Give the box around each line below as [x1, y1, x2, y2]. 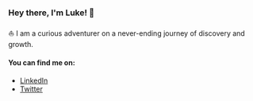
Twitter [19, 84, 44, 94]
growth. [8, 40, 34, 49]
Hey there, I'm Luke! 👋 [8, 7, 95, 18]
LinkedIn [19, 76, 48, 85]
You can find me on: [8, 57, 75, 67]
